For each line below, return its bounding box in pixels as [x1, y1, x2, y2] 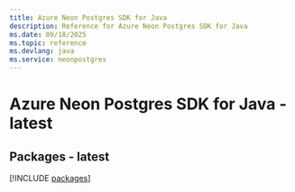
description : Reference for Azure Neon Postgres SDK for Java [9, 22, 248, 31]
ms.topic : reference [9, 38, 88, 48]
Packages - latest [9, 149, 110, 164]
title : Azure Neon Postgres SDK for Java [9, 13, 168, 23]
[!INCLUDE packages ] [9, 173, 91, 183]
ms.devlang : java [9, 47, 75, 56]
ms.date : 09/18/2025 [9, 30, 88, 39]
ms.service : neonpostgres [9, 55, 106, 64]
